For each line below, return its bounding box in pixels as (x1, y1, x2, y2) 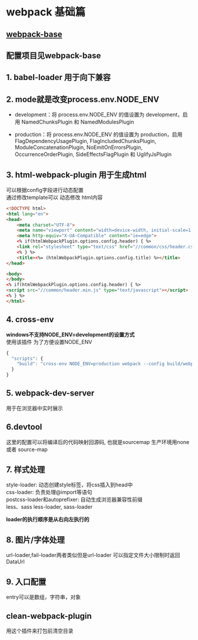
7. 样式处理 (6, 465, 45, 475)
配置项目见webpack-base (6, 51, 101, 61)
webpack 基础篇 (6, 5, 86, 19)
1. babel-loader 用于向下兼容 (6, 72, 111, 82)
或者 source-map (6, 446, 48, 453)
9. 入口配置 (6, 576, 47, 586)
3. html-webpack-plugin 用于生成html (6, 170, 147, 180)
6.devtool (6, 422, 42, 432)
